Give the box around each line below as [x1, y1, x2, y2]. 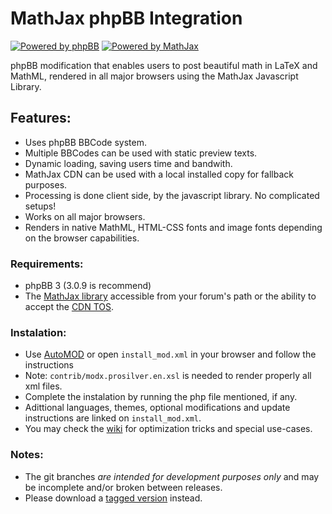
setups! [24, 200, 57, 212]
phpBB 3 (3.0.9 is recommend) [24, 280, 152, 292]
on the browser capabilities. [24, 232, 140, 244]
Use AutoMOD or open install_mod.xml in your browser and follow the [24, 348, 317, 361]
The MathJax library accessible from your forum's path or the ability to [24, 290, 317, 302]
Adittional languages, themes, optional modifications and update [24, 402, 291, 414]
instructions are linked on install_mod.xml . [24, 412, 202, 424]
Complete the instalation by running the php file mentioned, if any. [24, 391, 298, 403]
